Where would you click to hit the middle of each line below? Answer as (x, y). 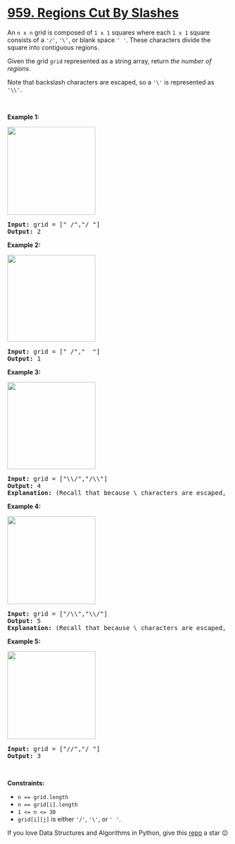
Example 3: (24, 372)
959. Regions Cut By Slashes (93, 13)
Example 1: (24, 117)
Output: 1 (24, 358)
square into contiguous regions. (53, 47)
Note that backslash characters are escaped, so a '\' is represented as (111, 82)
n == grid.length (43, 797)
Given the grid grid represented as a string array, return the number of (110, 61)
